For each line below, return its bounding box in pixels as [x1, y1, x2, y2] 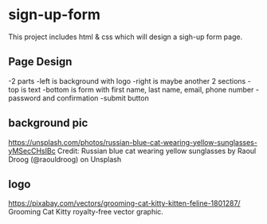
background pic [8, 116, 88, 130]
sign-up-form [8, 6, 101, 24]
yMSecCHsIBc [8, 146, 56, 155]
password [8, 93, 41, 103]
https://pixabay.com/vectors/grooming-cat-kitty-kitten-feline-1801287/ [8, 198, 241, 208]
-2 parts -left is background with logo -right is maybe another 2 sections [8, 76, 246, 85]
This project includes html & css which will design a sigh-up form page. [8, 32, 243, 41]
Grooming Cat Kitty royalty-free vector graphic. [8, 207, 163, 217]
